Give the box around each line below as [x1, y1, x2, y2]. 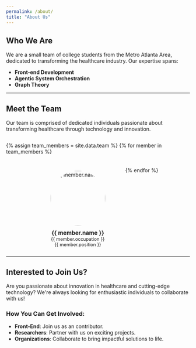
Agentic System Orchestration [14, 75, 90, 82]
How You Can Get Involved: [6, 309, 85, 318]
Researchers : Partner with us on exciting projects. [14, 329, 136, 336]
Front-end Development [14, 69, 74, 76]
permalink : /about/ [6, 8, 54, 15]
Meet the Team [6, 104, 62, 114]
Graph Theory [14, 81, 50, 88]
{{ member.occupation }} [51, 236, 105, 243]
